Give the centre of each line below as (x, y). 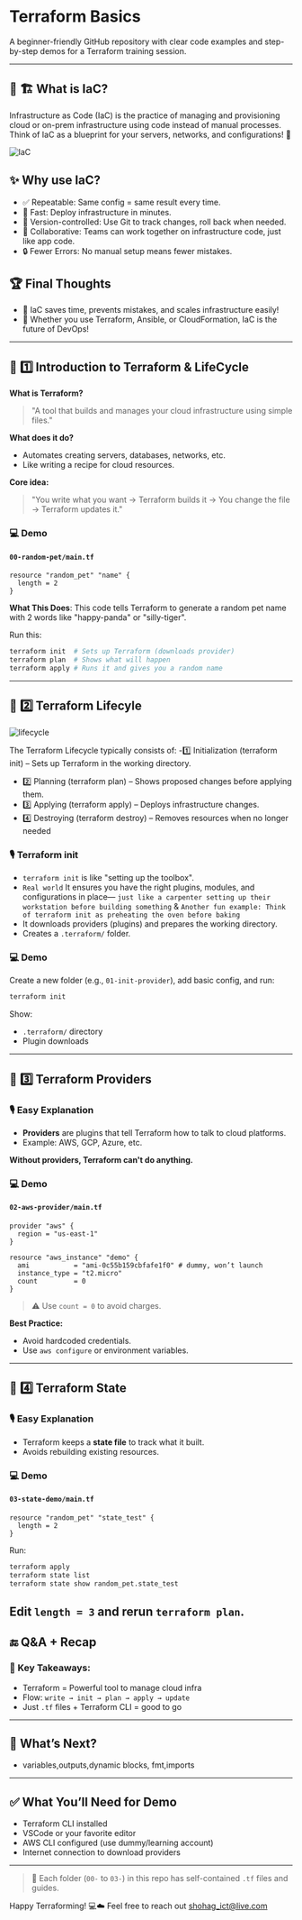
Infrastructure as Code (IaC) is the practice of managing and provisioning (145, 115)
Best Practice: (36, 1323)
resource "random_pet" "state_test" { (82, 1518)
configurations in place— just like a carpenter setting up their (147, 897)
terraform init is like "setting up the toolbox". (108, 878)
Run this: (26, 635)
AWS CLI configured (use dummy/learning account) (118, 1843)
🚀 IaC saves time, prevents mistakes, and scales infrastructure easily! (151, 310)
